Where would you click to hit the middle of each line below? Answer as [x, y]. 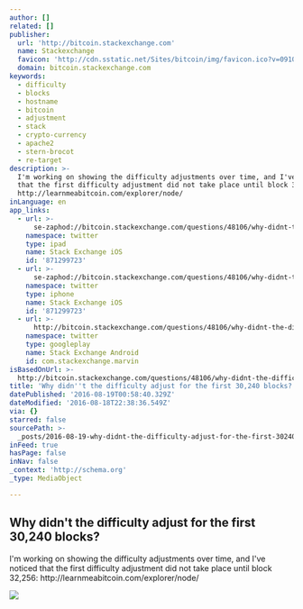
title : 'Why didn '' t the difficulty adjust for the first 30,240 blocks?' [153, 386]
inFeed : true [34, 445]
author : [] [30, 18]
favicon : [34, 59]
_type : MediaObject [46, 478]
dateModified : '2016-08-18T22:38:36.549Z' [90, 403]
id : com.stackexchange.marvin [83, 361]
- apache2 [36, 143]
